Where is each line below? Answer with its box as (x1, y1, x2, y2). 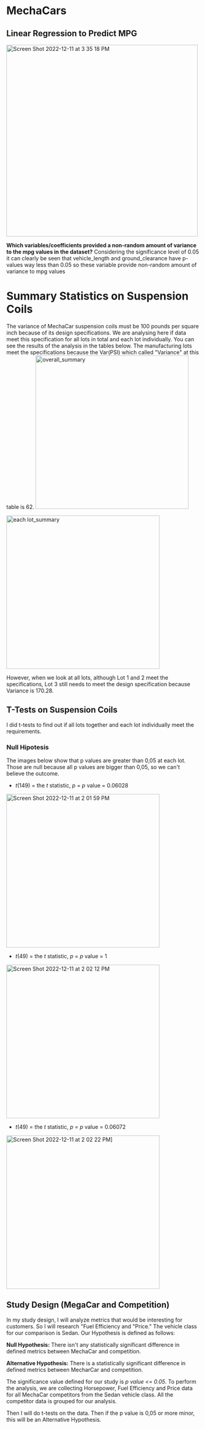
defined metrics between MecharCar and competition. (6, 1366, 143, 1373)
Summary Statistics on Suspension (6, 289, 188, 303)
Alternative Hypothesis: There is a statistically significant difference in (6, 1359, 186, 1366)
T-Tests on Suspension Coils (6, 705, 118, 715)
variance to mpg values (6, 268, 65, 275)
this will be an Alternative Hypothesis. (6, 1415, 102, 1423)
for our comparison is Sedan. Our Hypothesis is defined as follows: (6, 1329, 176, 1336)
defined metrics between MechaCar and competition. (6, 1347, 141, 1355)
